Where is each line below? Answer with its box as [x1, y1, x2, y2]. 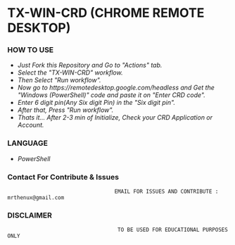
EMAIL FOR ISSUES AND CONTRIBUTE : [114, 188, 219, 195]
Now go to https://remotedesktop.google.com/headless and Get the [17, 83, 215, 92]
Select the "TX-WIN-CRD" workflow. [17, 68, 123, 77]
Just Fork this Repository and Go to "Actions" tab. [17, 61, 163, 70]
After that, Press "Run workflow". [17, 106, 114, 114]
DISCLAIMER [7, 211, 53, 220]
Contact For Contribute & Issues [7, 172, 120, 182]
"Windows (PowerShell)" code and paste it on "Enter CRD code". [17, 91, 205, 99]
